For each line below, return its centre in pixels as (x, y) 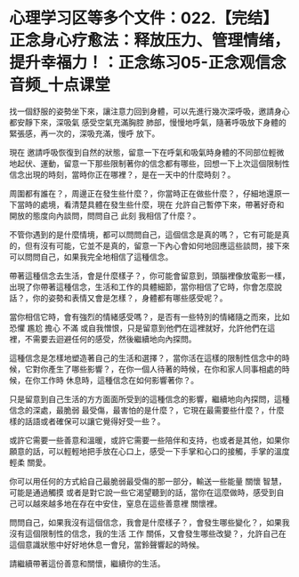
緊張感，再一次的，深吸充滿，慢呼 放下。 (85, 133)
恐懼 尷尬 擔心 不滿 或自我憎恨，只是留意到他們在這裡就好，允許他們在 (138, 328)
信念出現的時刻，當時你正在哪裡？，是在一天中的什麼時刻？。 (122, 174)
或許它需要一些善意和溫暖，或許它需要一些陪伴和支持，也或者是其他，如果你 (149, 440)
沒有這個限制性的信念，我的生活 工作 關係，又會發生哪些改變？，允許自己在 (148, 533)
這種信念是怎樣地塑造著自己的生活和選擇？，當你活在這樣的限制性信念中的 (145, 357)
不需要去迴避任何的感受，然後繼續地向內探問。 (110, 339)
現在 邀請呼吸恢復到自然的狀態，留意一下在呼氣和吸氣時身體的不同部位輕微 (147, 152)
